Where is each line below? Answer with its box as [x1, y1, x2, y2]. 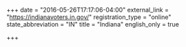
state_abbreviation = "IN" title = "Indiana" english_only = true [6, 20, 180, 28]
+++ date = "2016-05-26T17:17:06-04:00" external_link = [6, 6, 169, 14]
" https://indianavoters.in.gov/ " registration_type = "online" [6, 13, 172, 21]
